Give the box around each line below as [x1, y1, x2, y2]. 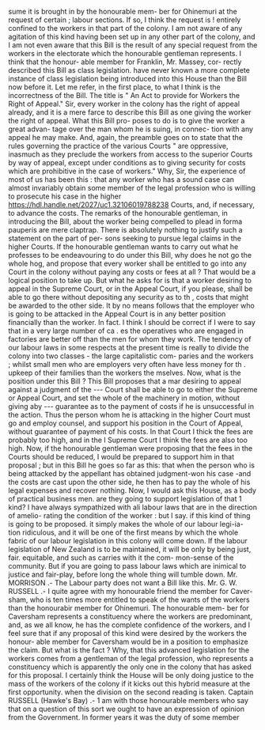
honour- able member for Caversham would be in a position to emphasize [8, 637, 248, 646]
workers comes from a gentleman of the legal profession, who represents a [8, 654, 254, 663]
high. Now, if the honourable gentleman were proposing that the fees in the [8, 444, 253, 453]
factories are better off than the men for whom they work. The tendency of [8, 335, 252, 343]
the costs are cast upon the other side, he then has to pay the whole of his [8, 478, 251, 486]
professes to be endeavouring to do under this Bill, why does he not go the [8, 251, 252, 259]
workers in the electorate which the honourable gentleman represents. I [8, 49, 241, 58]
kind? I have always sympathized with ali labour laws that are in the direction [8, 502, 257, 512]
